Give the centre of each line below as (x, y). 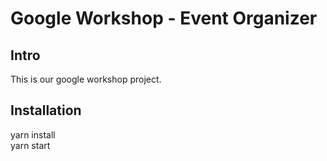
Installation (46, 110)
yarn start (30, 145)
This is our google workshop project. (86, 79)
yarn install (33, 134)
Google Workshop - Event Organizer (164, 18)
